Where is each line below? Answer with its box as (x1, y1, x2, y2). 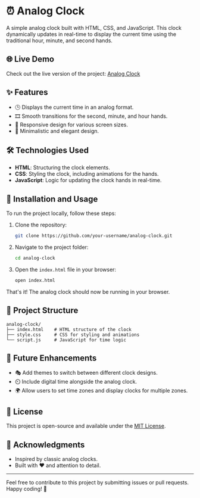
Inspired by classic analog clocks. (14, 456, 98, 463)
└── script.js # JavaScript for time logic (6, 337, 127, 343)
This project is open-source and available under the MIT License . (6, 422, 166, 429)
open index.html (14, 277, 55, 284)
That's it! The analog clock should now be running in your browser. (6, 288, 170, 295)
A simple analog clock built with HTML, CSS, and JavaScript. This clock (6, 24, 182, 31)
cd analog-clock (14, 255, 55, 262)
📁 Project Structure (6, 306, 79, 316)
